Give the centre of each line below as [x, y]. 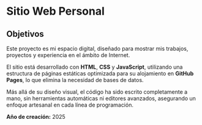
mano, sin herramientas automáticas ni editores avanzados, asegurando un [101, 98]
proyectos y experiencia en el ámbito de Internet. [68, 55]
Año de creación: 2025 [36, 117]
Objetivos [25, 34]
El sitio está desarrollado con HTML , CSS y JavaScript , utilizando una [95, 67]
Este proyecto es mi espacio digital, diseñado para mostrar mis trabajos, [97, 48]
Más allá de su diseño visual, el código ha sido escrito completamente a [97, 92]
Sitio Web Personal [56, 11]
